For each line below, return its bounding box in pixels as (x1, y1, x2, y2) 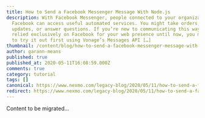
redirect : (6, 88, 32, 94)
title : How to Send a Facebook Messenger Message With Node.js (6, 9, 171, 15)
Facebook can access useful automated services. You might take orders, (12, 20, 201, 26)
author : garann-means (6, 49, 62, 55)
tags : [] (6, 77, 29, 83)
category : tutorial (6, 71, 56, 77)
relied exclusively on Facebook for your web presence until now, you (12, 32, 195, 38)
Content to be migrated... (6, 105, 70, 112)
